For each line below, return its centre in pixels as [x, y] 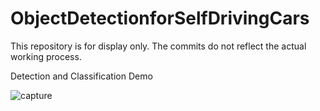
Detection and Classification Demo [81, 76]
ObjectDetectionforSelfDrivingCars [160, 18]
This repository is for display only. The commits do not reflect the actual [158, 46]
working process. [46, 56]
